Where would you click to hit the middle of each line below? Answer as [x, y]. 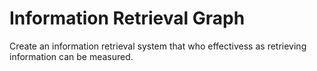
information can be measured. [71, 56]
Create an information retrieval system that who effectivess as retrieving [158, 46]
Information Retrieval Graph [127, 18]
